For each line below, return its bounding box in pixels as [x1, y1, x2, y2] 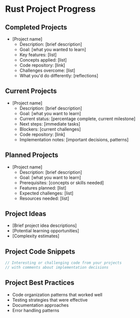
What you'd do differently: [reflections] [19, 73, 98, 78]
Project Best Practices [5, 279, 75, 287]
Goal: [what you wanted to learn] [19, 47, 86, 52]
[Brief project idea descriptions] [12, 223, 77, 228]
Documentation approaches [12, 302, 69, 308]
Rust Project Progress [5, 3, 96, 15]
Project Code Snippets [5, 247, 75, 255]
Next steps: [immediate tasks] [19, 121, 80, 127]
